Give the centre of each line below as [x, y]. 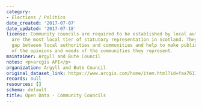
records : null [24, 79]
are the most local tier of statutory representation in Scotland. [98, 40]
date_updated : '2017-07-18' [41, 28]
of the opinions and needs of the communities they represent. [92, 51]
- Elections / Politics [36, 17]
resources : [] [24, 85]
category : [19, 12]
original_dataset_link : [36, 73]
